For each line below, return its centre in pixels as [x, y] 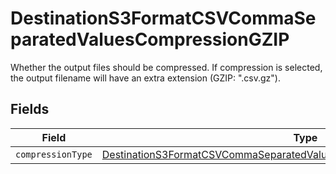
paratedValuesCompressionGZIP [150, 39]
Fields [30, 109]
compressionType [54, 154]
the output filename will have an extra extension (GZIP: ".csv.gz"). [145, 78]
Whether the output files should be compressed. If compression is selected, [166, 67]
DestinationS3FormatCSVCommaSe [163, 18]
